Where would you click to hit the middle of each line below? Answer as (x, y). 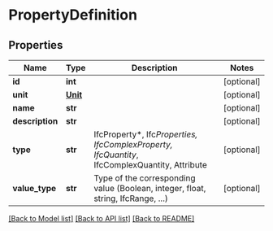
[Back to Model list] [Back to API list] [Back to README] (102, 218)
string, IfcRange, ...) (130, 198)
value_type (35, 188)
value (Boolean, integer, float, (149, 188)
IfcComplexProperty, (133, 144)
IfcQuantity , (116, 155)
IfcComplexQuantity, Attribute (150, 165)
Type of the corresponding (145, 178)
